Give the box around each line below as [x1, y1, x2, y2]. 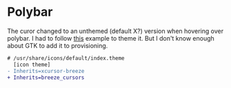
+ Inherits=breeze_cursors [7, 74, 85, 81]
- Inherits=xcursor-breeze [7, 67, 85, 74]
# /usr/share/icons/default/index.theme [7, 54, 125, 62]
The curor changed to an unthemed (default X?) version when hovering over [7, 27, 224, 35]
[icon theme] [13, 61, 51, 68]
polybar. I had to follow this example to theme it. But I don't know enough [7, 34, 215, 42]
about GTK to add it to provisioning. [7, 41, 108, 49]
